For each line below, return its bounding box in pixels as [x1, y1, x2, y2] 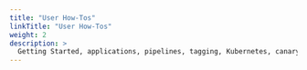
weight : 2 [9, 30, 48, 39]
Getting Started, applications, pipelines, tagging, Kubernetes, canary [17, 47, 301, 56]
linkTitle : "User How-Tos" [9, 22, 112, 31]
